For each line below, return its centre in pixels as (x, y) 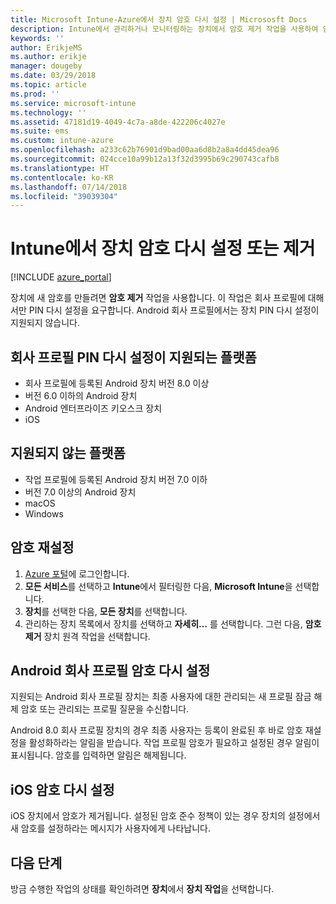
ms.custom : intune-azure (62, 141)
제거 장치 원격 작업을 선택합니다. (87, 636)
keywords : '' (37, 38)
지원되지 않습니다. (45, 323)
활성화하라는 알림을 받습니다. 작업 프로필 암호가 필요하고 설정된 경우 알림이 (174, 743)
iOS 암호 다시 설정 (62, 789)
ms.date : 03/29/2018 (53, 76)
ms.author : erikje (48, 57)
